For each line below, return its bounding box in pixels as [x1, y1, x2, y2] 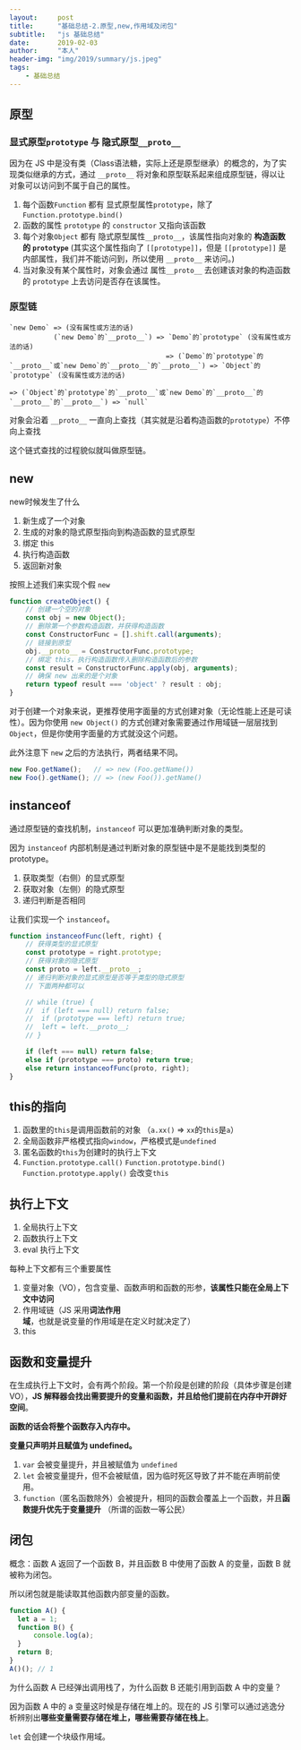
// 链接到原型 [25, 638, 72, 648]
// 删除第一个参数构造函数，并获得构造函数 [25, 622, 165, 631]
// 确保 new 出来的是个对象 [25, 672, 118, 681]
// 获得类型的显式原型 [25, 939, 99, 949]
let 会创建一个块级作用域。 [9, 1730, 110, 1742]
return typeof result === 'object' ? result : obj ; [25, 680, 222, 690]
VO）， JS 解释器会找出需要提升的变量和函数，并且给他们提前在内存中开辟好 [9, 1391, 288, 1402]
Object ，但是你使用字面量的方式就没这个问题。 [9, 728, 183, 739]
